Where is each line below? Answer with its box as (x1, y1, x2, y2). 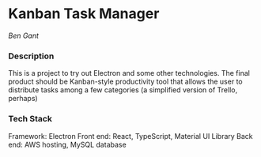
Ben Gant (8, 31, 40, 40)
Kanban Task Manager (8, 5, 160, 23)
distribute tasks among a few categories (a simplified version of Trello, (8, 85, 238, 95)
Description (8, 50, 55, 62)
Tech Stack (8, 114, 53, 125)
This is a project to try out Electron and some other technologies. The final (8, 69, 251, 78)
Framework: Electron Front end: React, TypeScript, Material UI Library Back (8, 131, 253, 140)
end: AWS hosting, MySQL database (8, 140, 127, 149)
